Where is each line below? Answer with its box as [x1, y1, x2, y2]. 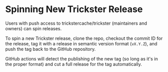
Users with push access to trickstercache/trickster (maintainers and [5, 20, 147, 26]
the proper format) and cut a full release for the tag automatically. [5, 61, 142, 67]
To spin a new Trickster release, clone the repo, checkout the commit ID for [5, 35, 163, 41]
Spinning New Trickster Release [5, 4, 143, 15]
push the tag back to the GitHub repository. [5, 46, 96, 52]
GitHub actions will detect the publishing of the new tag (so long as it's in [5, 55, 158, 61]
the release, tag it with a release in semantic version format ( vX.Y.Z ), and [5, 40, 157, 46]
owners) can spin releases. [5, 25, 62, 31]
